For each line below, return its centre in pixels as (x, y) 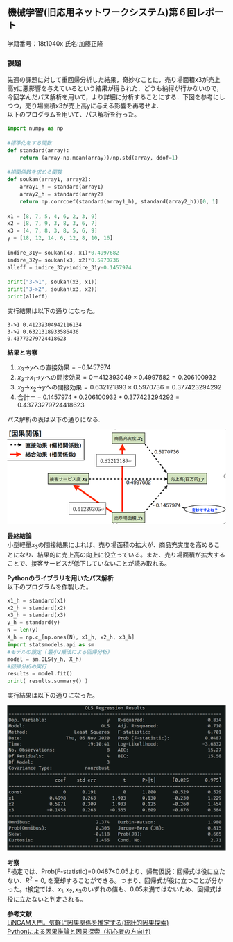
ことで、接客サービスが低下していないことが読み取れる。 (89, 563)
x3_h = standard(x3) (37, 615)
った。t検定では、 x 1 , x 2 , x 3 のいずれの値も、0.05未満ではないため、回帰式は (114, 890)
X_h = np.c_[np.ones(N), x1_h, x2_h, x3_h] (71, 637)
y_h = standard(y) (34, 623)
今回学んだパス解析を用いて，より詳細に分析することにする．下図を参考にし (116, 97)
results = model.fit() (40, 674)
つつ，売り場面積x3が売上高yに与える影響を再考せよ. (83, 106)
